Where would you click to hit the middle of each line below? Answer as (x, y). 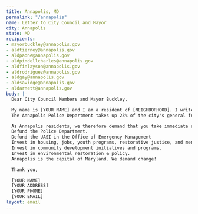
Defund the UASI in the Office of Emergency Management (81, 137)
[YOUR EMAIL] (27, 197)
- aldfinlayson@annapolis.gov (43, 66)
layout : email (24, 202)
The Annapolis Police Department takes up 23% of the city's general (98, 116)
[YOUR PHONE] (27, 191)
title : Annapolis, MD (33, 11)
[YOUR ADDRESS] (30, 186)
